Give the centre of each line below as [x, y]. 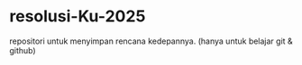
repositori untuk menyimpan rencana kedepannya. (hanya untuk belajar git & [151, 41]
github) [23, 50]
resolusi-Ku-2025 [78, 16]
